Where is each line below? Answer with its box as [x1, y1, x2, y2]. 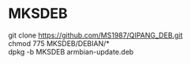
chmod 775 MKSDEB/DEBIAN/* [8, 38, 110, 48]
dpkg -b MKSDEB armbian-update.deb [8, 47, 134, 56]
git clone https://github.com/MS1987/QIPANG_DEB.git [8, 30, 183, 40]
